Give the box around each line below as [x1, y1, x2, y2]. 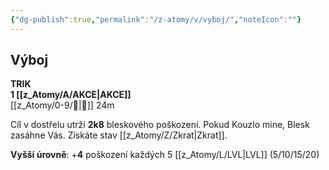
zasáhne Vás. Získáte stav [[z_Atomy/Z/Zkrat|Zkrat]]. [10, 129, 228, 141]
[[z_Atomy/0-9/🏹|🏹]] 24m [10, 99, 115, 111]
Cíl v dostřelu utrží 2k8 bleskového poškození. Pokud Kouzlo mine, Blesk [10, 119, 310, 131]
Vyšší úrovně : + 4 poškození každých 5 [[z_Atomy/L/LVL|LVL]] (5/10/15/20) [10, 149, 320, 161]
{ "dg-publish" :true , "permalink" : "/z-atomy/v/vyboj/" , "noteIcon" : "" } [10, 14, 302, 25]
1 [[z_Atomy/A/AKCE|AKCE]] [10, 89, 132, 101]
